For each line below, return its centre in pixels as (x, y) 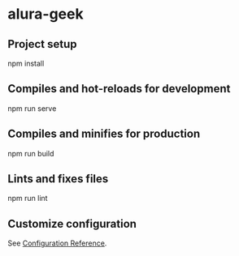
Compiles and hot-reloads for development (119, 89)
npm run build (31, 153)
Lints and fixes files (58, 179)
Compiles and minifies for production (104, 134)
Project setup (43, 44)
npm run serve (32, 108)
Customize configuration (72, 224)
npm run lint (28, 198)
